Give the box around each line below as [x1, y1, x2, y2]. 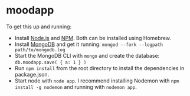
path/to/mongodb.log [14, 47, 65, 53]
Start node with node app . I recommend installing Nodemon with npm [14, 77, 179, 84]
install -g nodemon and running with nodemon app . [14, 83, 137, 90]
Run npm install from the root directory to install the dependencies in [14, 64, 185, 71]
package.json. [14, 71, 50, 78]
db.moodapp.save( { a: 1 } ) [14, 59, 87, 65]
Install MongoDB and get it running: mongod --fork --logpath [14, 41, 163, 48]
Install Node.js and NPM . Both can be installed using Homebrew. [14, 34, 171, 41]
